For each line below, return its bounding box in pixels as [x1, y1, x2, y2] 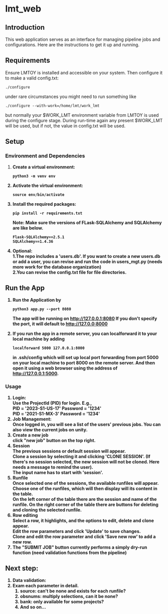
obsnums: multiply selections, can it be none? [20, 593, 118, 599]
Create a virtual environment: [12, 164, 75, 170]
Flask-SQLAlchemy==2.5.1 [12, 234, 65, 239]
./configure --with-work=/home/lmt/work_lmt [5, 103, 100, 108]
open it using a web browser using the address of [12, 365, 118, 371]
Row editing [12, 512, 38, 518]
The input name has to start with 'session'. [12, 469, 104, 475]
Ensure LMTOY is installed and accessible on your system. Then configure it [5, 69, 163, 75]
